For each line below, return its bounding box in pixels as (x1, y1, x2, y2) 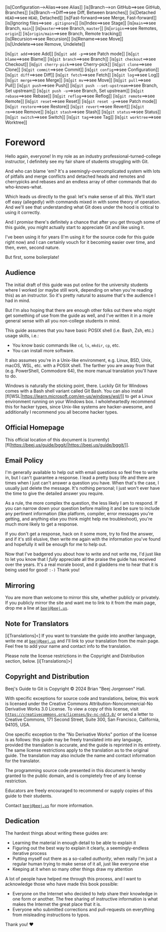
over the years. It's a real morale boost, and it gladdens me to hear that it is (5, 561, 159, 568)
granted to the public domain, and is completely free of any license (5, 773, 142, 778)
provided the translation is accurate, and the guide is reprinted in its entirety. (5, 742, 161, 748)
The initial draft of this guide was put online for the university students (5, 282, 149, 288)
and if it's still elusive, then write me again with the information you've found (5, 536, 161, 542)
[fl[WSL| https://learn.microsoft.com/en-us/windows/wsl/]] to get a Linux (5, 393, 153, 399)
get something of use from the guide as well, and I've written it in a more (5, 312, 153, 318)
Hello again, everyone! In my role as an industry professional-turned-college (5, 153, 161, 159)
